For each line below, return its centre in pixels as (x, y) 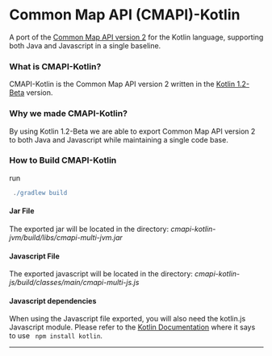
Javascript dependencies (53, 300)
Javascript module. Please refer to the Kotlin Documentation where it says (132, 327)
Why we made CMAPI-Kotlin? (69, 114)
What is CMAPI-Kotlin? (55, 66)
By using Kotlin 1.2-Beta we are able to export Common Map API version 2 (132, 131)
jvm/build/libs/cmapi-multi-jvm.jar (66, 237)
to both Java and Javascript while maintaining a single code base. (119, 139)
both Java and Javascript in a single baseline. (85, 45)
